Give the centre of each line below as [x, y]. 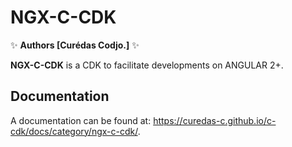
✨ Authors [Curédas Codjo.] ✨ [75, 45]
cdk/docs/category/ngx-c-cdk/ [74, 131]
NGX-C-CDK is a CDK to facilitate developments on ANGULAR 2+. [147, 65]
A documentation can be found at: [81, 120]
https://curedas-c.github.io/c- [215, 120]
